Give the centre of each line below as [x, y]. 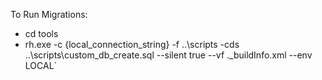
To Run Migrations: [49, 14]
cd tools [41, 33]
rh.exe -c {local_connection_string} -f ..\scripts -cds [132, 44]
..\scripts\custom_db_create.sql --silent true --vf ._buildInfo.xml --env [168, 55]
